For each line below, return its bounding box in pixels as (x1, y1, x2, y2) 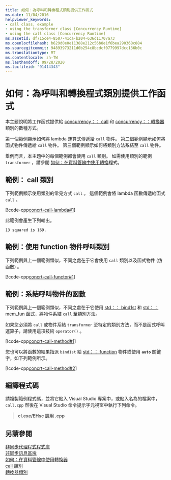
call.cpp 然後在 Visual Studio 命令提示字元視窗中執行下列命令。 (5, 402, 140, 408)
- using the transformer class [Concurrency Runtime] (5, 27, 122, 32)
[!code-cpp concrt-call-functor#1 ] (5, 273, 75, 280)
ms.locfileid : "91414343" (5, 64, 60, 69)
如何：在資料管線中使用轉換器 (5, 457, 68, 463)
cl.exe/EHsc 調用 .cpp (17, 413, 65, 419)
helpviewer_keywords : (5, 17, 51, 22)
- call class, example (5, 21, 53, 27)
